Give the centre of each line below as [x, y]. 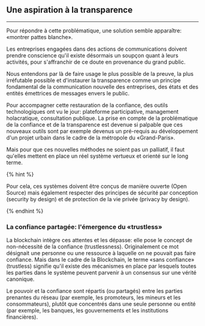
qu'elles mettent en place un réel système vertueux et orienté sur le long [97, 156]
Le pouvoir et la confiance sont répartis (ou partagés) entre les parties [95, 291]
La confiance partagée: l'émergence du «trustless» [85, 227]
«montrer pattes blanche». [40, 37]
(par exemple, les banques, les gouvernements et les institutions [88, 311]
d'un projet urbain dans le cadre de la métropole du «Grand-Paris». [91, 138]
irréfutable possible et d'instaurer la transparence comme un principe [94, 80]
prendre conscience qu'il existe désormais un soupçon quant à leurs [92, 55]
